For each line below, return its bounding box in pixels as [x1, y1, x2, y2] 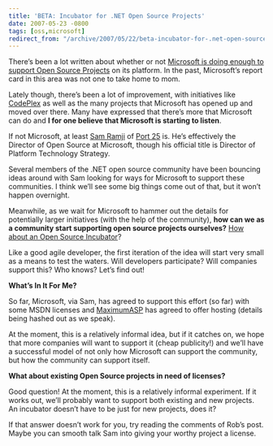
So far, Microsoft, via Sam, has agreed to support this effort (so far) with [8, 297, 250, 306]
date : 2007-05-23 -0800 [8, 19, 89, 28]
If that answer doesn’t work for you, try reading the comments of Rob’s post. [8, 420, 264, 430]
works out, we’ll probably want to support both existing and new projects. [8, 396, 254, 405]
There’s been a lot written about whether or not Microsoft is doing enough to [8, 57, 264, 67]
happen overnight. [8, 190, 71, 200]
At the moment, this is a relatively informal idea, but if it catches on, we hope [8, 330, 265, 340]
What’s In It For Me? [8, 281, 77, 291]
